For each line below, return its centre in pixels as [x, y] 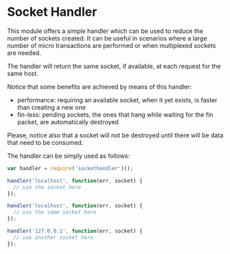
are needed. [24, 53]
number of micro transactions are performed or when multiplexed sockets [112, 45]
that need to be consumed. [45, 142]
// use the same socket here [55, 212]
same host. [23, 73]
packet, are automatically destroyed [68, 122]
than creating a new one [51, 107]
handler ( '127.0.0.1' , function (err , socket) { [75, 231]
